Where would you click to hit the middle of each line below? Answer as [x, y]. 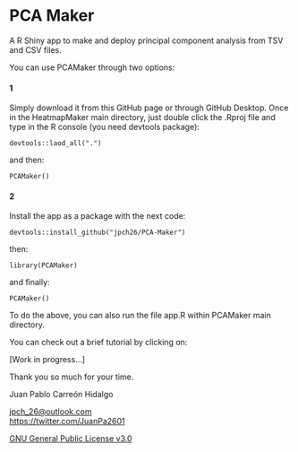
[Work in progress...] [47, 360]
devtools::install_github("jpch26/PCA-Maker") [98, 233]
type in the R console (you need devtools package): [104, 127]
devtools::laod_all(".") [55, 143]
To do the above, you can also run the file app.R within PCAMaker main [140, 316]
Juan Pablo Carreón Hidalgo [61, 395]
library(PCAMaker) [43, 265]
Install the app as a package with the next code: [98, 216]
